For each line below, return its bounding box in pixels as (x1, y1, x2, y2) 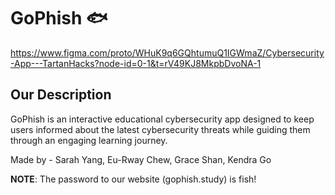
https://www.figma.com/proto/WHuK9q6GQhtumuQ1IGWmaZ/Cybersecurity (10, 46, 325, 59)
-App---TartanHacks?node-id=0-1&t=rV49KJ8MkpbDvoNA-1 (10, 57, 262, 69)
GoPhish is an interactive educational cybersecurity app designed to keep (10, 113, 315, 125)
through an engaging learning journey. (10, 134, 168, 146)
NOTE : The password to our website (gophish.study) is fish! (10, 173, 257, 185)
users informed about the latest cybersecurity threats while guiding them (10, 123, 311, 135)
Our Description (10, 86, 112, 104)
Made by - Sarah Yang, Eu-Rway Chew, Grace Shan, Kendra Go (10, 153, 272, 165)
